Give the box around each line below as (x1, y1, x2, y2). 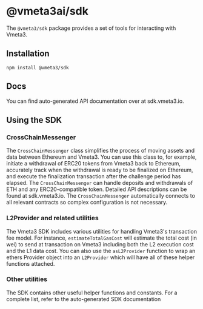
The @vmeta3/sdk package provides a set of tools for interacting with (6, 24, 176, 32)
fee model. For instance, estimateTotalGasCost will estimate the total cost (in (6, 234, 197, 241)
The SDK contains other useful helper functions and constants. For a (6, 289, 178, 296)
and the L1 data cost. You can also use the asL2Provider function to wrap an (6, 247, 196, 254)
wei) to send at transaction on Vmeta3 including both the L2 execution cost (6, 240, 194, 248)
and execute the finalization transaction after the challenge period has (6, 173, 181, 180)
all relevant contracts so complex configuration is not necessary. (6, 199, 168, 206)
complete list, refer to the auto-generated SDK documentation (6, 295, 161, 302)
